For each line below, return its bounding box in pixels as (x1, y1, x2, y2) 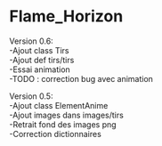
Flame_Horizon (9, 6, 124, 27)
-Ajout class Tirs (9, 45, 69, 55)
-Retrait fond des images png (9, 118, 117, 130)
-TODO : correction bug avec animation (9, 73, 154, 84)
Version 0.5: (9, 91, 53, 101)
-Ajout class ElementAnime (9, 100, 109, 110)
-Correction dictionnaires (9, 128, 102, 139)
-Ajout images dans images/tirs (9, 109, 125, 120)
